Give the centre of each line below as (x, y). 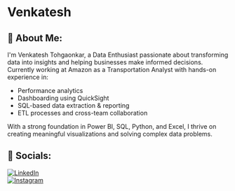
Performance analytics (50, 91)
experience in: (28, 77)
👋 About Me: (35, 38)
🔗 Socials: (29, 156)
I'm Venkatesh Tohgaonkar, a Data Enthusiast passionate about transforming (118, 55)
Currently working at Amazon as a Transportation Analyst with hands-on (112, 70)
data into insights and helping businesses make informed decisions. (105, 62)
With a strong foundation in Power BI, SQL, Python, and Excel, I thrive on (112, 126)
